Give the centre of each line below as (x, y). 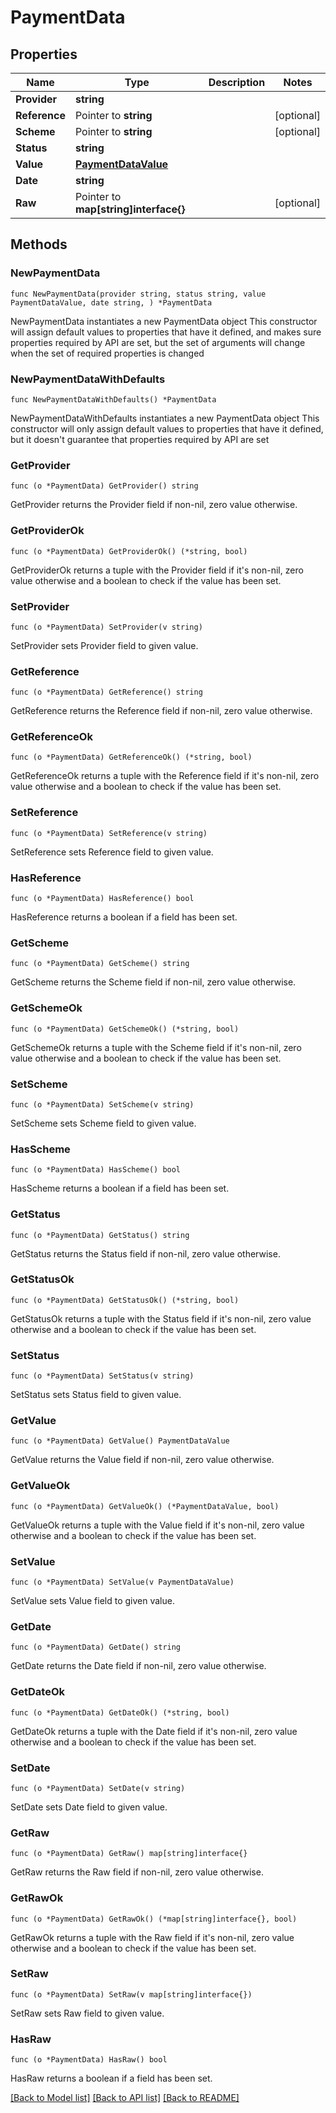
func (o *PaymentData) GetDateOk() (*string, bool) (120, 1712)
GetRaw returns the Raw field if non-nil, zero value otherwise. (137, 1872)
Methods (39, 244)
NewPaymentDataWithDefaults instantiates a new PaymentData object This (165, 418)
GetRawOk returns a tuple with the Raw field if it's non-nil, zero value (152, 1937)
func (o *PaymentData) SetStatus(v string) (102, 1376)
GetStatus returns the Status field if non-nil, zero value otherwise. (145, 1253)
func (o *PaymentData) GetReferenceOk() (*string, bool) (131, 757)
